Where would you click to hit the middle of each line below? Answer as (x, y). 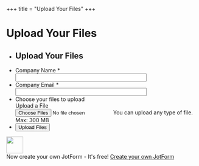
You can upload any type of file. (153, 112)
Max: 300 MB (32, 120)
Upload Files (32, 127)
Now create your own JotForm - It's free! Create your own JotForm (90, 157)
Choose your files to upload (50, 99)
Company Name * (37, 70)
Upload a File (32, 105)
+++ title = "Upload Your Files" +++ (51, 9)
